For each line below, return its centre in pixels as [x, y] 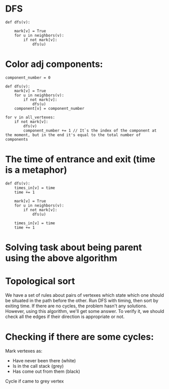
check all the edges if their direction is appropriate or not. [65, 316]
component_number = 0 [28, 78]
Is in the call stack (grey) [38, 366]
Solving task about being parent [74, 247]
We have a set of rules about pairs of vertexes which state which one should [84, 295]
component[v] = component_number [49, 108]
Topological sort [40, 281]
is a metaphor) [36, 170]
